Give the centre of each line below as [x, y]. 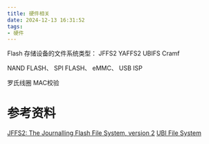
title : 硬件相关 [28, 13]
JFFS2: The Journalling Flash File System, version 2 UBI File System [104, 133]
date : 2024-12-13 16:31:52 [46, 20]
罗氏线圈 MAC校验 [33, 83]
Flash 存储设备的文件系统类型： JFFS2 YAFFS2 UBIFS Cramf [93, 53]
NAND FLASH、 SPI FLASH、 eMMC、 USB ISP [75, 68]
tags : [15, 26]
